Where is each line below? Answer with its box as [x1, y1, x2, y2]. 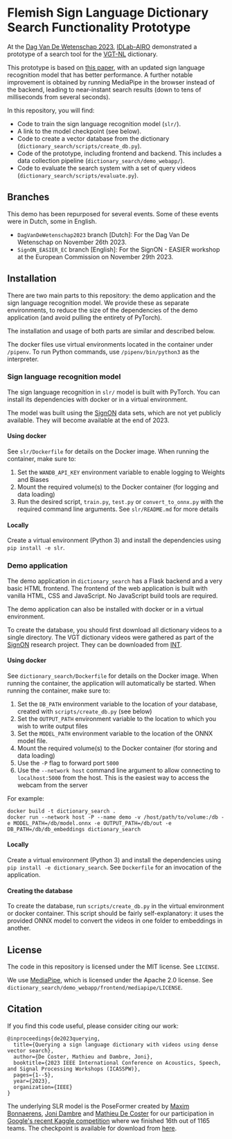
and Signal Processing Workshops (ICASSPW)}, [7, 1066, 141, 1072]
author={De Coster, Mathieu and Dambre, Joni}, [13, 1053, 154, 1060]
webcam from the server [17, 781, 88, 789]
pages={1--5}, [13, 1071, 54, 1079]
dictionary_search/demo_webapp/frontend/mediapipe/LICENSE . [7, 983, 183, 991]
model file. [17, 736, 48, 745]
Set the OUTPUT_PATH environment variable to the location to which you [17, 714, 217, 722]
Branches [7, 191, 50, 203]
